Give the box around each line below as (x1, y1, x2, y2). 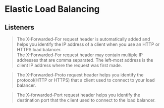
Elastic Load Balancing (4, 3, 100, 15)
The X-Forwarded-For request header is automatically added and (16, 36, 150, 42)
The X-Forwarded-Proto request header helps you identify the (16, 72, 144, 77)
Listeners (4, 23, 35, 32)
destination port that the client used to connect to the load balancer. (16, 97, 156, 103)
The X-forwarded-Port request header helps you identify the (16, 92, 141, 98)
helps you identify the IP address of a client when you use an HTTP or (16, 41, 160, 47)
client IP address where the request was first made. (16, 63, 122, 68)
